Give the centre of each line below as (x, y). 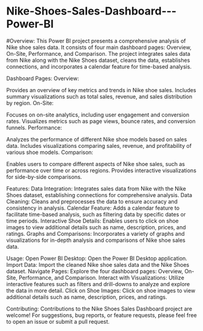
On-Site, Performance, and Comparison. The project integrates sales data (98, 53)
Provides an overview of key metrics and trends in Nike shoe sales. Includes (101, 90)
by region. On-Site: (30, 103)
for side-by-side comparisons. (44, 176)
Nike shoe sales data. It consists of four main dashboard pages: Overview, (99, 47)
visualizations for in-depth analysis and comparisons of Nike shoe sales (96, 240)
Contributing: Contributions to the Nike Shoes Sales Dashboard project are (99, 309)
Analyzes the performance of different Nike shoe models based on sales (97, 139)
